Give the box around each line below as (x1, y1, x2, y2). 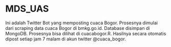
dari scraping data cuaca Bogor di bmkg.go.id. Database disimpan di (5, 25, 150, 31)
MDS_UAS (5, 3, 49, 15)
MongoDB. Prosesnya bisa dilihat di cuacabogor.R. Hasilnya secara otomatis (5, 30, 166, 36)
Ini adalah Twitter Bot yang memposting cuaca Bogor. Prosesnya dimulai (5, 20, 158, 26)
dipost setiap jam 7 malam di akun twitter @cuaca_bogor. (5, 36, 126, 42)
